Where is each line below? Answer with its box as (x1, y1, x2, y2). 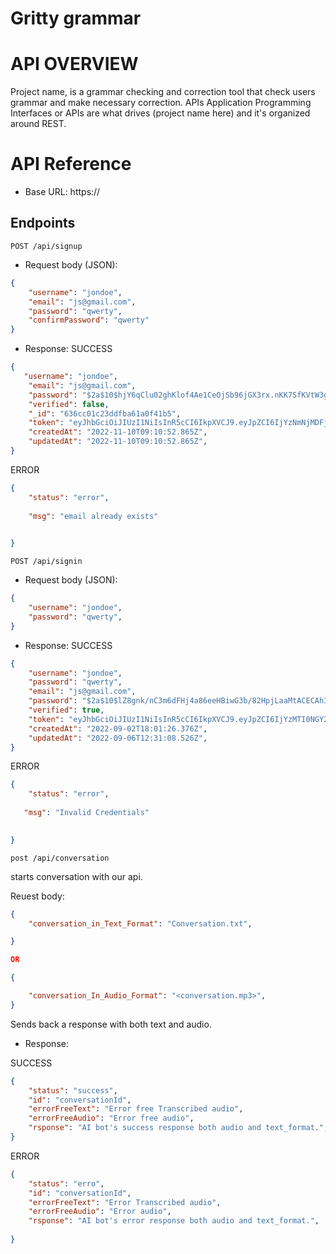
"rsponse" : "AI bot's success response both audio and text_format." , (28, 1123, 329, 1133)
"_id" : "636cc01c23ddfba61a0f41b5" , (28, 408, 182, 419)
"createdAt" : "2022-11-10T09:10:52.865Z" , (28, 427, 208, 437)
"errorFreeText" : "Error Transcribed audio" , (28, 1197, 222, 1207)
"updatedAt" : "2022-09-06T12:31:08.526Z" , (28, 733, 208, 743)
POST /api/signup (10, 241, 83, 251)
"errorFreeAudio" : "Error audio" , (28, 1207, 172, 1217)
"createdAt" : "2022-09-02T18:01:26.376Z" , (28, 723, 208, 734)
